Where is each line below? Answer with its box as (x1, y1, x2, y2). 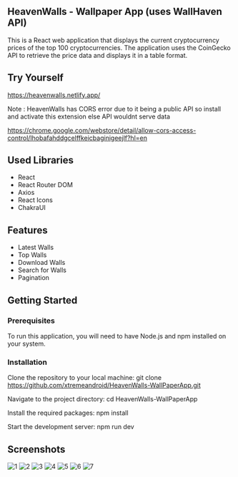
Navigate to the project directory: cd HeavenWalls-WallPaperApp (7, 395, 198, 403)
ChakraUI (17, 204, 46, 212)
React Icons (17, 196, 54, 204)
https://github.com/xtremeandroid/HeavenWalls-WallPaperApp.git (7, 381, 202, 390)
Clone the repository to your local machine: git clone (7, 373, 162, 382)
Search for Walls (17, 266, 66, 274)
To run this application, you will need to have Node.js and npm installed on (7, 331, 227, 340)
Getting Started (7, 294, 78, 306)
